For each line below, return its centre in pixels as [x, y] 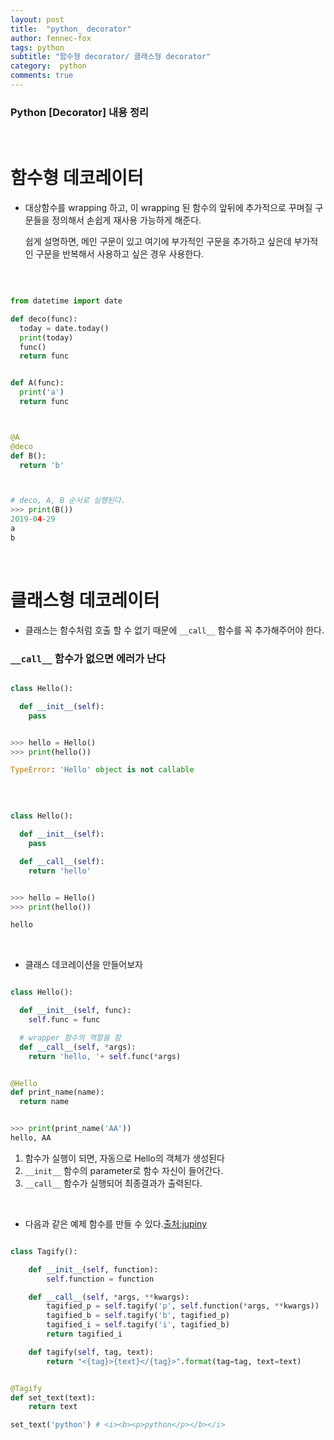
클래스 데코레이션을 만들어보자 [83, 965]
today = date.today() [64, 328]
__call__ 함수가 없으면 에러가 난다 [88, 658]
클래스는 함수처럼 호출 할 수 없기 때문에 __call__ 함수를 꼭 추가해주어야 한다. [174, 630]
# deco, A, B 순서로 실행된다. [68, 501]
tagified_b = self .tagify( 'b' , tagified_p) [138, 1316]
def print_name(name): [57, 1092]
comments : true [42, 76]
